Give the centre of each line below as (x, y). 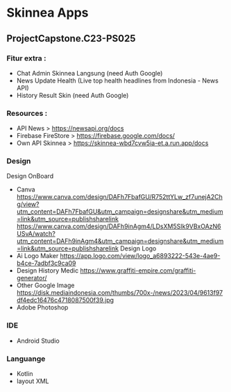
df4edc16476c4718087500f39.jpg (65, 300)
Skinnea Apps (48, 13)
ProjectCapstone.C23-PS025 (71, 39)
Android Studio (38, 341)
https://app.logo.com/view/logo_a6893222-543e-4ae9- (140, 256)
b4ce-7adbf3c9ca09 (46, 263)
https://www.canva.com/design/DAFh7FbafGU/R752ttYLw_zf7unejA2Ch (119, 197)
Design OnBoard (30, 176)
